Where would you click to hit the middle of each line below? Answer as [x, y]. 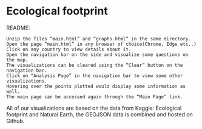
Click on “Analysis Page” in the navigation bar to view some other [95, 76]
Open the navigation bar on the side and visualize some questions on [97, 55]
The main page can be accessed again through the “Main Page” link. [95, 97]
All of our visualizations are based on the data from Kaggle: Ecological [94, 108]
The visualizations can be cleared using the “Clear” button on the [95, 65]
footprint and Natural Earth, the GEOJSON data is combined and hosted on [99, 114]
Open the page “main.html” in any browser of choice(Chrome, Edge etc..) [102, 44]
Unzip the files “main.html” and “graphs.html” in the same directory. [99, 39]
